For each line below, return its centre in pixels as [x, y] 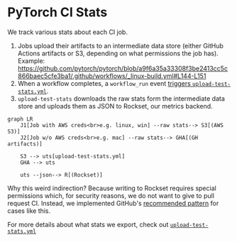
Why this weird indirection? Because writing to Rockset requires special [112, 188]
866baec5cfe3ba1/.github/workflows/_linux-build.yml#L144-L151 [112, 76]
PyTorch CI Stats [57, 12]
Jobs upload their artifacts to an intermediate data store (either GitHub [120, 45]
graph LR [20, 119]
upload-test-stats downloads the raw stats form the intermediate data [121, 98]
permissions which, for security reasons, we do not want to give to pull [111, 195]
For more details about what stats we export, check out [88, 224]
